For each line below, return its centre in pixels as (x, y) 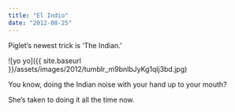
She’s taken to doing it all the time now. (71, 99)
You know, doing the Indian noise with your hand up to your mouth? (117, 84)
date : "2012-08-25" (40, 23)
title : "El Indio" (38, 15)
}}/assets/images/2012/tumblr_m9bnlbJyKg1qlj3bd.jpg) (98, 69)
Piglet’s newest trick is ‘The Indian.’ (65, 45)
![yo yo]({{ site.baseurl (45, 61)
